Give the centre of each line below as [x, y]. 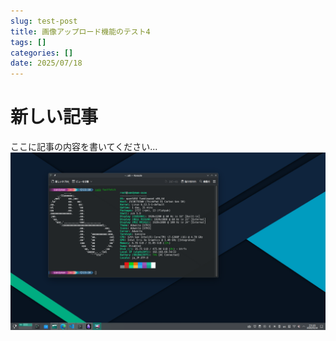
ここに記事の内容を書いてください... [84, 147]
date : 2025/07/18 [46, 63]
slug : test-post [44, 21]
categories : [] [42, 53]
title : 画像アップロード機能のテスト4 [80, 31]
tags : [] [28, 42]
